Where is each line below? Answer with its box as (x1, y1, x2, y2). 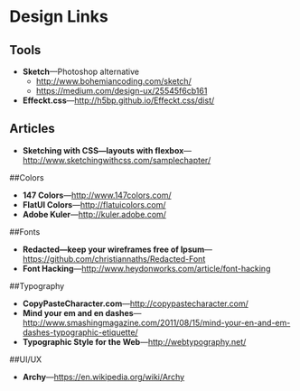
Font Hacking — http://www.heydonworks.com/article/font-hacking (22, 263, 271, 274)
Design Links (9, 6, 108, 27)
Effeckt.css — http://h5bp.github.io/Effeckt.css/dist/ (22, 95, 215, 106)
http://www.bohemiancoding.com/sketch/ (35, 76, 192, 87)
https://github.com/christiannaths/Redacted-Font (22, 253, 206, 264)
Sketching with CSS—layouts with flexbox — (22, 144, 192, 155)
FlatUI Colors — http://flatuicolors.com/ (22, 199, 166, 209)
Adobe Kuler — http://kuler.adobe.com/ (22, 209, 167, 219)
